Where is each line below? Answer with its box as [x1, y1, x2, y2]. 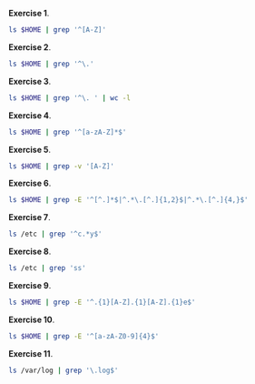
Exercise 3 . [8, 76, 52, 86]
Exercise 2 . [8, 41, 52, 53]
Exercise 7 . [8, 212, 51, 223]
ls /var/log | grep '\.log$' [8, 366, 119, 375]
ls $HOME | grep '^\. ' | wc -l [8, 93, 131, 103]
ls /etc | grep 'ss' [8, 264, 87, 273]
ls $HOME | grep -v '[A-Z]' [8, 161, 115, 171]
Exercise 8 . [8, 246, 52, 258]
